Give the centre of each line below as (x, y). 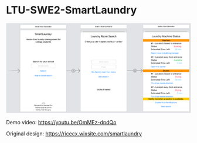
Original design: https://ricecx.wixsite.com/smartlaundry (74, 134)
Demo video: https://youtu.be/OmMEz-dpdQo (61, 123)
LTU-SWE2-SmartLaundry (72, 10)
